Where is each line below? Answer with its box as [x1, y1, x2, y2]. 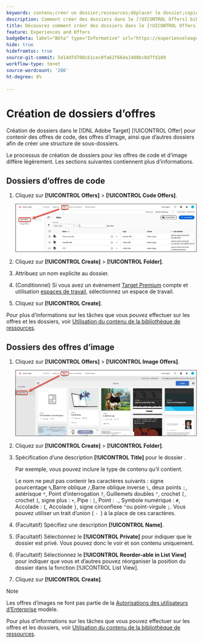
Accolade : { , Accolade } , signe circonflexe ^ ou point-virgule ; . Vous [14, 503, 186, 510]
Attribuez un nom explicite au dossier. [14, 270, 109, 277]
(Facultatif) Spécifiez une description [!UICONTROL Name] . [14, 521, 164, 528]
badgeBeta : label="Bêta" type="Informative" [6, 35, 120, 42]
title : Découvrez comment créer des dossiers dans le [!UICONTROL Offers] [6, 22, 199, 28]
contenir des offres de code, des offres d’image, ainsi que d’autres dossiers [6, 133, 195, 141]
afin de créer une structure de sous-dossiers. [6, 140, 120, 147]
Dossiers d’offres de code [6, 176, 106, 186]
